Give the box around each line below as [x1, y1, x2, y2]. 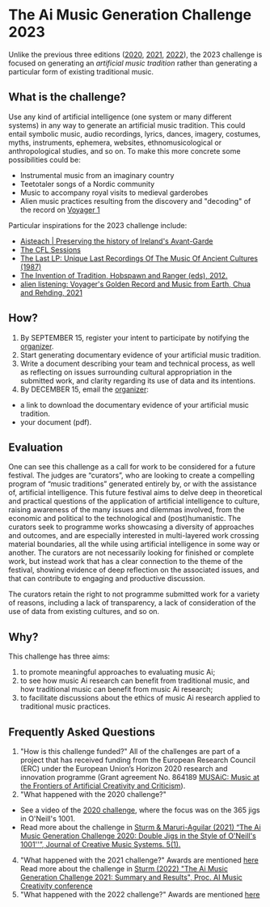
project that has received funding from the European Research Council [19, 755, 256, 765]
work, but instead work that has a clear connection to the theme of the [8, 557, 243, 566]
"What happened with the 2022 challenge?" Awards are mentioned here [19, 890, 260, 899]
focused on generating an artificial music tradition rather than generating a [8, 58, 258, 68]
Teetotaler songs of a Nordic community [19, 179, 155, 189]
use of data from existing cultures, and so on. [8, 607, 160, 617]
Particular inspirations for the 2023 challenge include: [8, 220, 188, 230]
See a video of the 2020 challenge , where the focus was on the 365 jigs [19, 805, 260, 815]
